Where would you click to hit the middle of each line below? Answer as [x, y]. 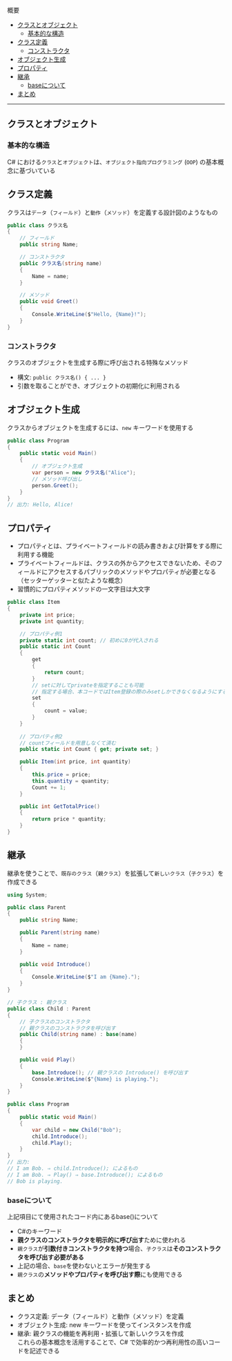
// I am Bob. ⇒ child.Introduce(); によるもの [72, 1168]
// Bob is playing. [35, 1181]
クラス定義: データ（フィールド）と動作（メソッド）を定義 [100, 1316]
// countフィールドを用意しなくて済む [68, 743]
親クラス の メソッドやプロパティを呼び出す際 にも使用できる [100, 1275]
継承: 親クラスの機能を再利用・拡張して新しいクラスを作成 [100, 1333]
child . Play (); [52, 1143]
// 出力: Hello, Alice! [40, 505]
